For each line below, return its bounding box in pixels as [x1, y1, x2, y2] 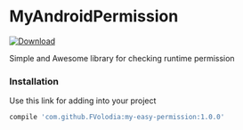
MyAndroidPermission [9, 6, 179, 27]
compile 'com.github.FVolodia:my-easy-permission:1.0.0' [9, 113, 225, 122]
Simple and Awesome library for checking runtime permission [9, 53, 235, 63]
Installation [9, 75, 60, 87]
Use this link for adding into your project [9, 95, 157, 106]
